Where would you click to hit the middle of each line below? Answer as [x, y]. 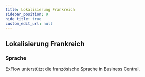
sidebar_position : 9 [27, 14]
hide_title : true [23, 19]
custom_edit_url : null [29, 24]
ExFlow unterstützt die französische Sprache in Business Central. [73, 69]
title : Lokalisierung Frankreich [40, 10]
